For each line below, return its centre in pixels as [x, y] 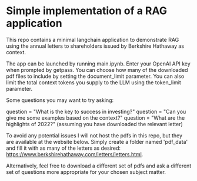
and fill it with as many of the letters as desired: [63, 148]
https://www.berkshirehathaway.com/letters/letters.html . [75, 154]
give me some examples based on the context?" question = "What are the [96, 118]
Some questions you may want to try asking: [60, 100]
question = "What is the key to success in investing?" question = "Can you [96, 111]
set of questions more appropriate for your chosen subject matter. [86, 172]
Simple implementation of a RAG [87, 11]
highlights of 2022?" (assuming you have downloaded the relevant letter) [95, 124]
